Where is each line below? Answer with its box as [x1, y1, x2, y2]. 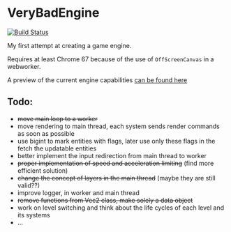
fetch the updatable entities [17, 144, 97, 153]
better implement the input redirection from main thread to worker [17, 151, 207, 160]
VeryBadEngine [7, 5, 100, 21]
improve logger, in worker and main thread [17, 188, 140, 196]
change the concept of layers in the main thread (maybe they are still [17, 173, 216, 182]
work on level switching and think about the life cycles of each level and [17, 203, 225, 212]
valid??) [17, 181, 40, 190]
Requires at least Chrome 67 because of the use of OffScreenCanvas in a [7, 54, 214, 63]
